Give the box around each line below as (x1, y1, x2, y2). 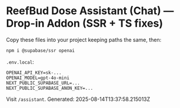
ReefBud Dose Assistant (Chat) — (6, 4, 174, 18)
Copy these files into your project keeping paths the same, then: (6, 36, 162, 43)
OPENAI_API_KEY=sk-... (6, 70, 62, 76)
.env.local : (6, 58, 34, 66)
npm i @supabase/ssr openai (6, 47, 75, 54)
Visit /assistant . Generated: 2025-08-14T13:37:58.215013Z (6, 96, 151, 103)
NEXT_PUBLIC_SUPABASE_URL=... (6, 80, 81, 86)
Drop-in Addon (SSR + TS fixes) (6, 17, 164, 30)
